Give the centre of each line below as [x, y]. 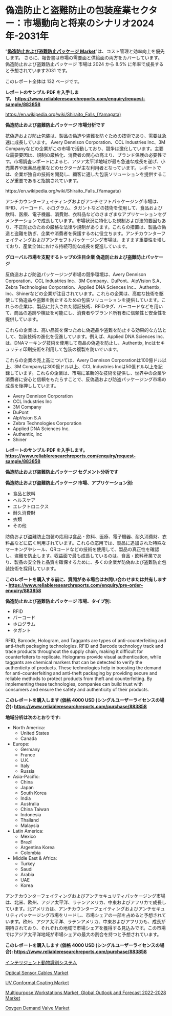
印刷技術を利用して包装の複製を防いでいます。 [72, 349]
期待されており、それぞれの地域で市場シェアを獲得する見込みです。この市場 [86, 928]
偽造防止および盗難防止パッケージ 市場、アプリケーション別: [69, 482]
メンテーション [21, 220]
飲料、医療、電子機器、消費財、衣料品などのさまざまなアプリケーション [81, 214]
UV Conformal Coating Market [37, 982]
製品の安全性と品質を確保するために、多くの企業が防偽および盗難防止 [88, 562]
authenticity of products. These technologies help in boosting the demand [83, 668]
